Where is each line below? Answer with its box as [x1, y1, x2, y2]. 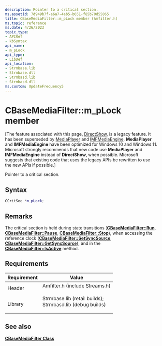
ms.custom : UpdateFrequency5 [5, 84, 64, 89]
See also [5, 323, 31, 331]
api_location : [5, 61, 34, 66]
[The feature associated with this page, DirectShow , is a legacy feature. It [5, 131, 151, 137]
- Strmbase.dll [5, 70, 36, 75]
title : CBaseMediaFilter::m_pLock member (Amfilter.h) [5, 16, 118, 21]
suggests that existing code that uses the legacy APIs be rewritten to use [5, 157, 150, 163]
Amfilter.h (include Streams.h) [42, 282, 111, 289]
